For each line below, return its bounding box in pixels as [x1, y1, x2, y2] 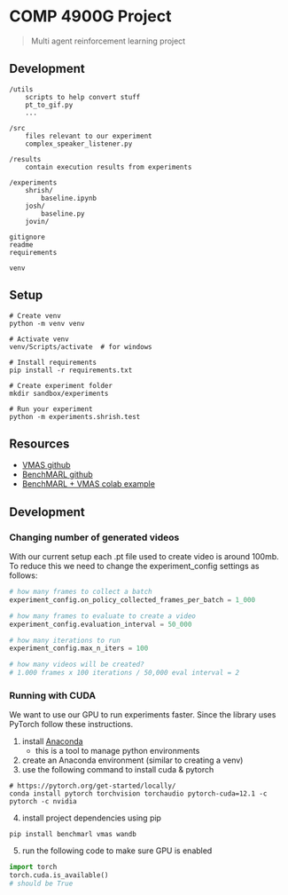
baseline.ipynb [41, 194, 97, 202]
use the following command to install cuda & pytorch [21, 764, 214, 775]
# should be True [9, 879, 74, 889]
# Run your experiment [9, 404, 93, 414]
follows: [9, 570, 38, 581]
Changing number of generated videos [9, 531, 180, 543]
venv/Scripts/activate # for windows [9, 342, 152, 352]
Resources [9, 436, 70, 451]
